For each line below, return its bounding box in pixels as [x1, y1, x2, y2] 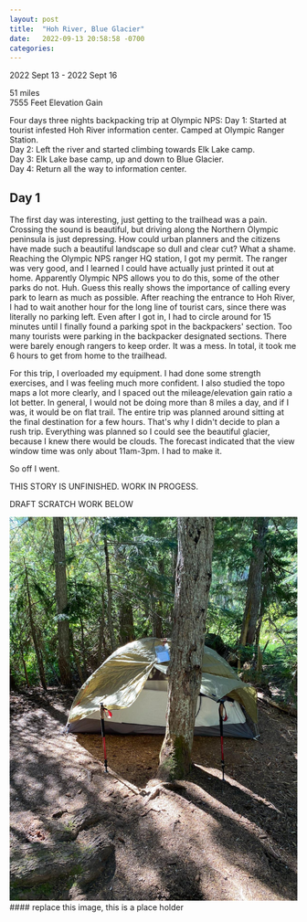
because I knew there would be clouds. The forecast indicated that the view [9, 436, 295, 447]
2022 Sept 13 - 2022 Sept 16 [9, 69, 118, 81]
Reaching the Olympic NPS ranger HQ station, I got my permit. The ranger [9, 253, 288, 264]
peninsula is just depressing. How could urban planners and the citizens [9, 234, 281, 245]
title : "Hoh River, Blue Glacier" [9, 24, 145, 34]
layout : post [9, 15, 59, 24]
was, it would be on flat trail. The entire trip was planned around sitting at [9, 407, 285, 418]
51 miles [9, 88, 40, 99]
